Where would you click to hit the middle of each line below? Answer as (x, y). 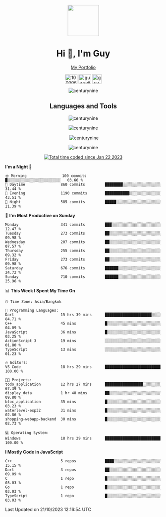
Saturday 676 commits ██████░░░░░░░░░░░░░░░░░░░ (83, 268)
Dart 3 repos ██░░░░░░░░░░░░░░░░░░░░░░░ (83, 470)
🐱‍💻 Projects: (19, 380)
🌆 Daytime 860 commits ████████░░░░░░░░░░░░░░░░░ (83, 185)
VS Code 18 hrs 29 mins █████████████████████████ (83, 367)
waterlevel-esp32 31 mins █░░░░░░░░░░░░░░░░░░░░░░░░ (83, 411)
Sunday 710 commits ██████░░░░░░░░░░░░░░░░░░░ (83, 277)
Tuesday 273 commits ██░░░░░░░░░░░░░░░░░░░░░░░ (83, 234)
